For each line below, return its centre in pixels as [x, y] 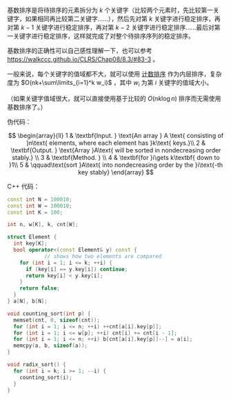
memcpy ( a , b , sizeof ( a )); [51, 346]
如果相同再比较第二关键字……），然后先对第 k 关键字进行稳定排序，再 [123, 19]
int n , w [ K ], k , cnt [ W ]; [43, 225]
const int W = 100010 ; [40, 206]
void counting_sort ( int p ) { [49, 313]
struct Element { [32, 237]
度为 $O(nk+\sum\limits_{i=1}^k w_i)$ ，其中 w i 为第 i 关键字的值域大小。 [110, 83]
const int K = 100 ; [35, 212]
